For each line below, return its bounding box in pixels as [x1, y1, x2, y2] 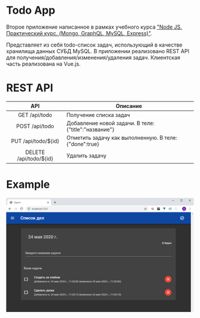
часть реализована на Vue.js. [6, 60, 81, 67]
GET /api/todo [17, 111, 52, 118]
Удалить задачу [66, 152, 107, 159]
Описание [115, 103, 142, 110]
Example [6, 178, 50, 192]
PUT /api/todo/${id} [11, 137, 60, 144]
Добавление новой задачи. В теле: [66, 119, 155, 126]
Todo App [6, 4, 55, 17]
